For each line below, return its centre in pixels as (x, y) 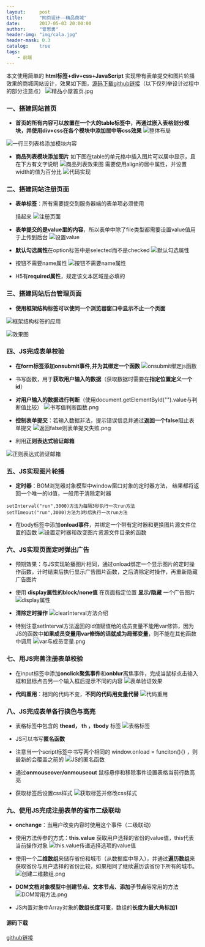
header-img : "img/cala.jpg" (42, 35)
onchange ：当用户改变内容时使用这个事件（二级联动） (85, 825)
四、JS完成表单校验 (35, 351)
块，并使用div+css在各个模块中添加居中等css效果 (78, 130)
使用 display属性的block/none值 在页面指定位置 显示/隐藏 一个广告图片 (105, 592)
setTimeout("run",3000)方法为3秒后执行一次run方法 (67, 513)
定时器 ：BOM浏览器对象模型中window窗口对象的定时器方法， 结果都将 (104, 486)
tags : (13, 52)
